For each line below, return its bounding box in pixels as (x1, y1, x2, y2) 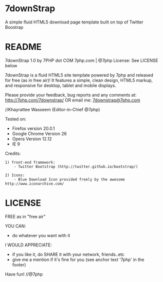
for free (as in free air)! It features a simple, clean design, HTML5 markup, (5, 77, 153, 83)
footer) (12, 262, 26, 267)
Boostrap (5, 24, 23, 30)
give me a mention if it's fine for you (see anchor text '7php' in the (12, 257, 145, 262)
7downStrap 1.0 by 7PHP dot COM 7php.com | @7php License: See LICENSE (5, 57, 158, 63)
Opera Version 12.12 (12, 136, 52, 141)
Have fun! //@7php (5, 271, 43, 277)
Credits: (5, 150, 21, 156)
